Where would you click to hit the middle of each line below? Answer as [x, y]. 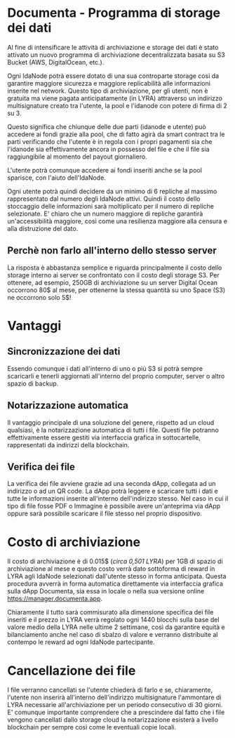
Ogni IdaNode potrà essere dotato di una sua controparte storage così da [113, 76]
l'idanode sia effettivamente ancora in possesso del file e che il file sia [108, 149]
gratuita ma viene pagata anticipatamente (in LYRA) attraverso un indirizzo [115, 98]
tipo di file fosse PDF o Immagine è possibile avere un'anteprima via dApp [114, 506]
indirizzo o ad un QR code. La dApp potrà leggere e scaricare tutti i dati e [113, 491]
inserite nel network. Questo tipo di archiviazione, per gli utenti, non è [108, 91]
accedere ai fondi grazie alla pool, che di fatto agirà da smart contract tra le [116, 134]
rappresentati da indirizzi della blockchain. [68, 444]
